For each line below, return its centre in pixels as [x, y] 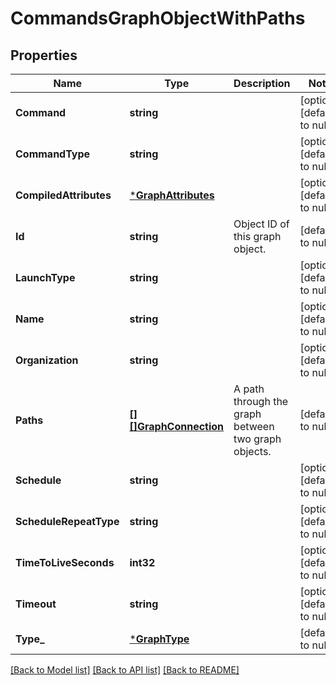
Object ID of [261, 224]
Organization [47, 360]
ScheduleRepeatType [67, 521]
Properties [44, 55]
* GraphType [159, 639]
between [254, 426]
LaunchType [45, 277]
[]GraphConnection [177, 426]
